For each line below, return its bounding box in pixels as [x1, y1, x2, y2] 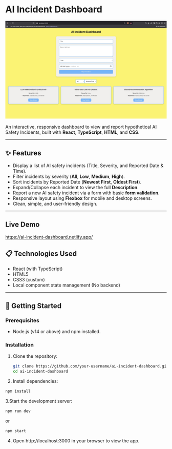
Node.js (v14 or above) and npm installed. [12, 329, 101, 335]
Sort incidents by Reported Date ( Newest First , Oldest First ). [12, 178, 142, 185]
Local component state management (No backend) [12, 282, 120, 288]
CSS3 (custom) [12, 276, 45, 282]
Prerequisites [5, 317, 39, 324]
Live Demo [5, 220, 40, 229]
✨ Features [5, 149, 41, 157]
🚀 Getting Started [5, 301, 62, 310]
